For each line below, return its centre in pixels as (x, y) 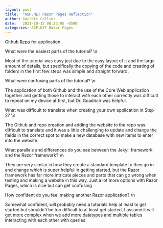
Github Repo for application (33, 42)
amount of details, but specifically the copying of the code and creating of (80, 66)
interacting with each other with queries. (46, 220)
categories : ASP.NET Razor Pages (39, 28)
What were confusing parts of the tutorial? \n (50, 81)
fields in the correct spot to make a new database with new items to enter (79, 135)
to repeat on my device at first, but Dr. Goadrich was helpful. (66, 101)
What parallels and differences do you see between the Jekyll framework (79, 150)
